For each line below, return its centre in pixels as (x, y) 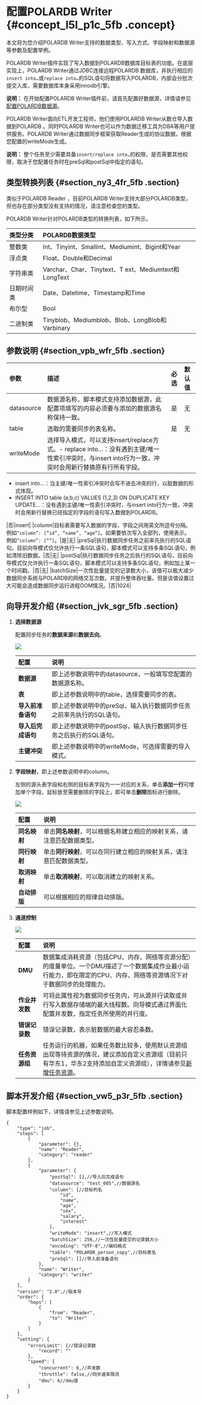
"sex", (68, 1211)
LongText (56, 277)
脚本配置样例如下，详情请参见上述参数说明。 (62, 1112)
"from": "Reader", (72, 1313)
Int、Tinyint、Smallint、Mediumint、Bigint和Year (112, 246)
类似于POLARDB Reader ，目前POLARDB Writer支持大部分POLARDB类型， (99, 198)
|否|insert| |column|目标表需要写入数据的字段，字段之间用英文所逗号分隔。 (99, 525)
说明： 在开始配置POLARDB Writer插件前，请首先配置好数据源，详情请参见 (99, 98)
